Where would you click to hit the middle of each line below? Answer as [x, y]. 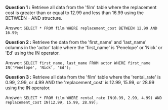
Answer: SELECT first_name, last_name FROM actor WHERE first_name [78, 63]
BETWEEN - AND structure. [34, 18]
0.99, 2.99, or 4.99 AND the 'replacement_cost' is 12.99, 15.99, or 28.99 [80, 82]
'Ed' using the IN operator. [32, 53]
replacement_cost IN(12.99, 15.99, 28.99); [52, 102]
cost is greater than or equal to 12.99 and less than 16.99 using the [75, 13]
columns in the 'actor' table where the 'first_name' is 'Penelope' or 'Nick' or [84, 47]
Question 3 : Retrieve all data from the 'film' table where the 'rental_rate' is [83, 77]
